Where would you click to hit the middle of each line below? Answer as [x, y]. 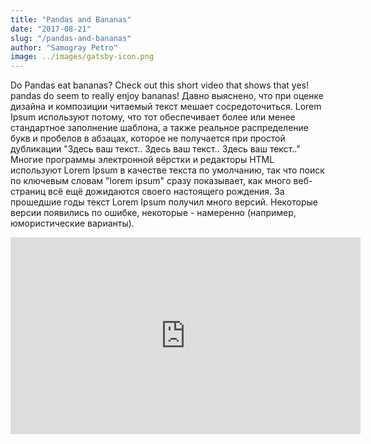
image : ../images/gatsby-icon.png [82, 57]
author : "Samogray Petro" [64, 47]
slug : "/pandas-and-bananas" [71, 38]
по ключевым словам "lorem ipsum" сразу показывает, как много [151, 181]
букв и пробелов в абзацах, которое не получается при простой [148, 138]
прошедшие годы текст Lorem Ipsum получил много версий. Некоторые [164, 202]
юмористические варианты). [72, 223]
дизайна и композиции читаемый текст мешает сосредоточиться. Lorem [166, 107]
